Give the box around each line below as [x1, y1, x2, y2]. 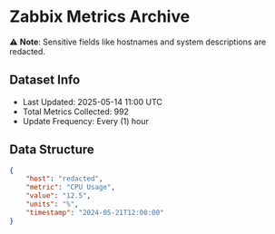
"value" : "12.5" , [25, 191, 92, 200]
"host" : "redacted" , [25, 174, 103, 183]
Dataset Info [9, 73, 81, 88]
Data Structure [9, 142, 95, 158]
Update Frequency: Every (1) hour [22, 115, 150, 126]
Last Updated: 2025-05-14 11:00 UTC [22, 96, 163, 107]
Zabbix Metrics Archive [9, 6, 191, 27]
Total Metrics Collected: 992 [22, 106, 130, 117]
